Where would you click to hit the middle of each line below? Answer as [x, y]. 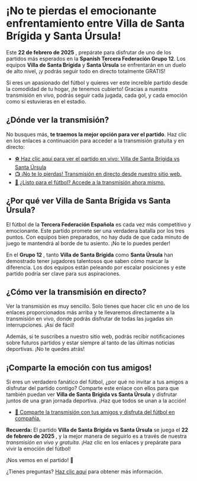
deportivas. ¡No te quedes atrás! [45, 349]
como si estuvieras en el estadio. [46, 101]
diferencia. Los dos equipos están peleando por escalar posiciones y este [96, 267]
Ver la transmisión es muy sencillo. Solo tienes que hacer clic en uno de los [98, 306]
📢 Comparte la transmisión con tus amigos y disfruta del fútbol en [95, 412]
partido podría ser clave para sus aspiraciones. [64, 274]
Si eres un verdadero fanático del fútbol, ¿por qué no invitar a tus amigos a [97, 382]
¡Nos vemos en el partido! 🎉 [40, 460]
